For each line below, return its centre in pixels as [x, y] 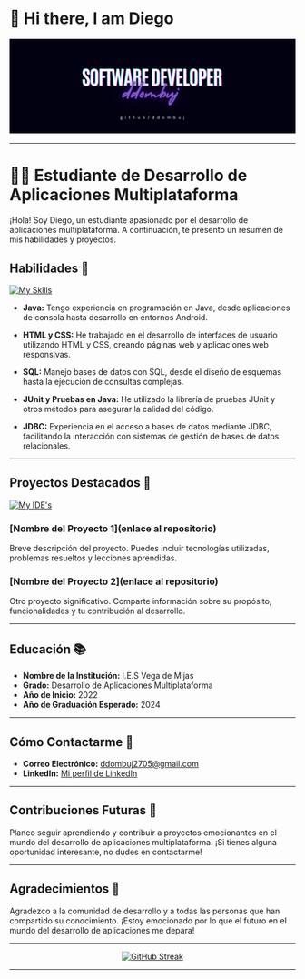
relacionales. [46, 446]
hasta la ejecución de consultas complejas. [103, 382]
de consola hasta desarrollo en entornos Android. [115, 318]
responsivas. [46, 355]
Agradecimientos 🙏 [65, 889]
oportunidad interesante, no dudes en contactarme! [106, 852]
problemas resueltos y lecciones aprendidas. [93, 558]
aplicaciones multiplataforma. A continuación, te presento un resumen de [147, 230]
